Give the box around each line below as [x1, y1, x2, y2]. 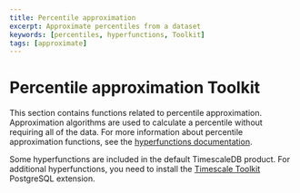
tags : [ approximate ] [9, 38, 88, 48]
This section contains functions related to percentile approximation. [9, 108, 262, 119]
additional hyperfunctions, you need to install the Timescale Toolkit [9, 164, 261, 175]
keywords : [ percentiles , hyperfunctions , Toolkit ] [9, 30, 205, 39]
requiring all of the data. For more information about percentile [9, 127, 244, 138]
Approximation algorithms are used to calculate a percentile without [9, 117, 264, 128]
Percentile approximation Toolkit [9, 78, 261, 98]
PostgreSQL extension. [9, 173, 95, 184]
